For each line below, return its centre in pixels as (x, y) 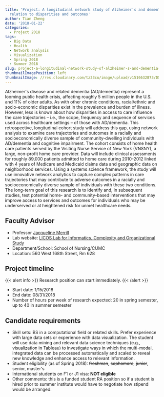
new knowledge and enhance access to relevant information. (73, 358)
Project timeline (30, 268)
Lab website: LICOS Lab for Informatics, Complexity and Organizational (84, 238)
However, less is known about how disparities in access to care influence (79, 112)
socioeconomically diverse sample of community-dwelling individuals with (80, 138)
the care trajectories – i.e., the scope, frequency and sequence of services (80, 117)
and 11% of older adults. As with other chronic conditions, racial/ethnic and (80, 102)
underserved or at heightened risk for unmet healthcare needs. (68, 205)
